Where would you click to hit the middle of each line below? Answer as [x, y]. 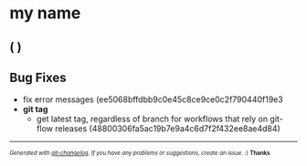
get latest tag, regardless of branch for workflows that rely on [152, 119]
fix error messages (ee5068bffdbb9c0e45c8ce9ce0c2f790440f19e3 [153, 99]
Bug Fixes [38, 77]
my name [45, 13]
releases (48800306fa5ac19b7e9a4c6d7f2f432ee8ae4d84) [167, 129]
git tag [35, 109]
